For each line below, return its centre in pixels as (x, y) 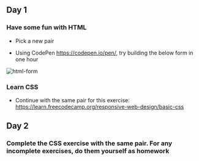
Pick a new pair (35, 41)
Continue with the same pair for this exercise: (72, 100)
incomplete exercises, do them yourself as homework (88, 151)
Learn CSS (22, 87)
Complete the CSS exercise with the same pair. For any (89, 143)
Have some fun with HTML (47, 28)
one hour (27, 59)
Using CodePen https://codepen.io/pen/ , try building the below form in (104, 53)
